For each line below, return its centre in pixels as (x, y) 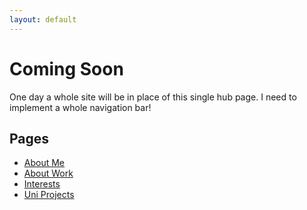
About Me (44, 163)
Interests (42, 184)
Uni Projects (49, 195)
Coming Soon (66, 68)
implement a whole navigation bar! (80, 107)
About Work (48, 173)
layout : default (43, 19)
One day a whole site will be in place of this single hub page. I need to (153, 97)
